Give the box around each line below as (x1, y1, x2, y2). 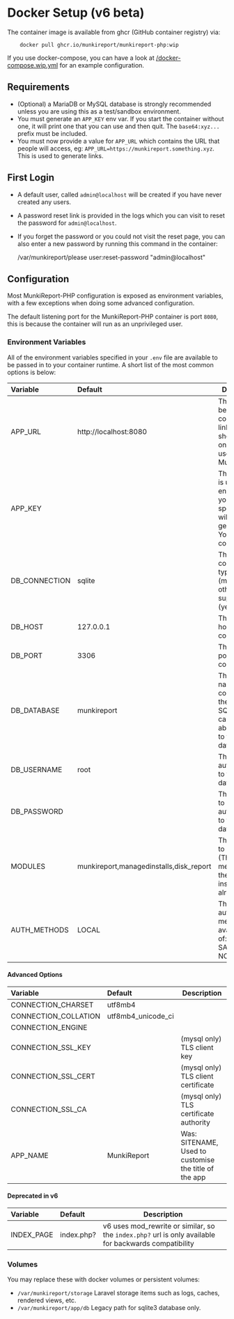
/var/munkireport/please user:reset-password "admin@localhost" (17, 253, 205, 261)
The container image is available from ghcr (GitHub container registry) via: (7, 28, 221, 36)
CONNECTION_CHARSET (10, 1000, 94, 1010)
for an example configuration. (59, 61, 145, 69)
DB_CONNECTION (10, 576, 71, 585)
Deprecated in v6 (7, 1191, 58, 1200)
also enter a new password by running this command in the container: (17, 239, 218, 248)
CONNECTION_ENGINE (10, 1022, 88, 1032)
